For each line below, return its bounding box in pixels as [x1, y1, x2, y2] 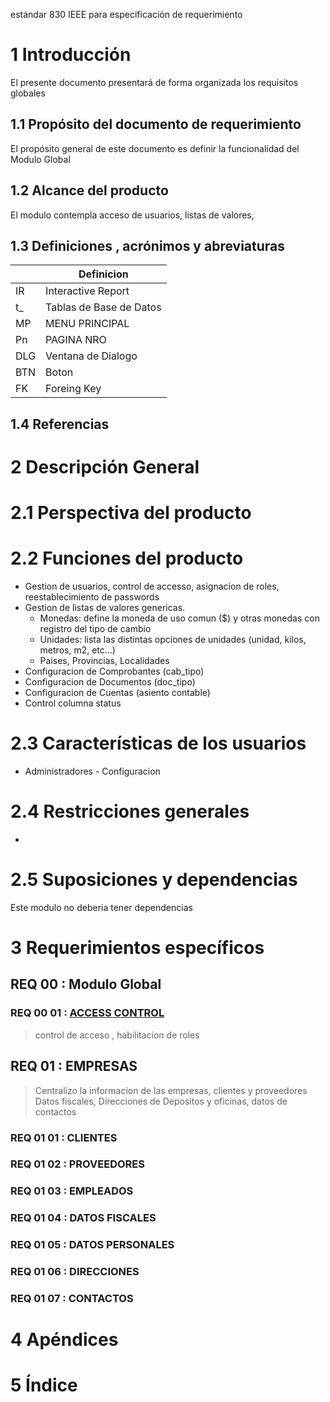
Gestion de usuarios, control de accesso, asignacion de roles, [24, 580, 280, 593]
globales [10, 87, 46, 99]
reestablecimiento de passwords [24, 591, 160, 603]
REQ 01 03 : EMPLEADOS [10, 1184, 134, 1198]
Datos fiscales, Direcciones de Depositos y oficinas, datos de [34, 1095, 288, 1107]
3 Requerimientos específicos [10, 937, 265, 959]
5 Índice [10, 1374, 78, 1397]
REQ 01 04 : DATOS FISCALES [10, 1211, 157, 1225]
